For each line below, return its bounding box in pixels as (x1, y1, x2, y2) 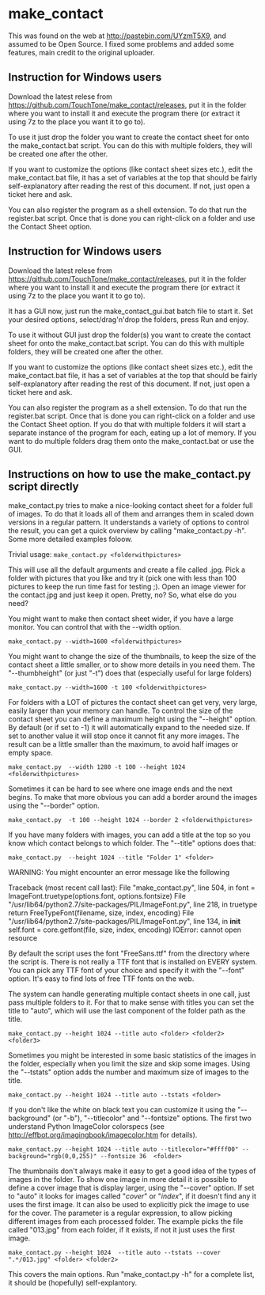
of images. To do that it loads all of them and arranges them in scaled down (8, 509, 255, 519)
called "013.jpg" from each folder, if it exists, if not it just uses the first (8, 1225, 236, 1235)
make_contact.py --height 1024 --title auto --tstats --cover (8, 1249, 221, 1257)
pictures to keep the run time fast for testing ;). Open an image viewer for (8, 582, 247, 592)
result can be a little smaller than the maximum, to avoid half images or (8, 740, 239, 749)
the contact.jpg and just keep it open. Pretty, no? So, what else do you (8, 590, 237, 600)
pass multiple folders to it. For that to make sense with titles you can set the (8, 998, 255, 1007)
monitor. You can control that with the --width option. (8, 623, 182, 632)
